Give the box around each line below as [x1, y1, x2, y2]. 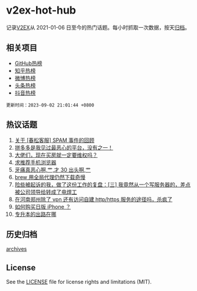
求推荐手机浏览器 [14, 159, 57, 166]
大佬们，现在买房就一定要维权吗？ [14, 151, 98, 159]
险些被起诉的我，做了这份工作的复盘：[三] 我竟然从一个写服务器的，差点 [14, 181, 191, 188]
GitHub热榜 [14, 60, 42, 67]
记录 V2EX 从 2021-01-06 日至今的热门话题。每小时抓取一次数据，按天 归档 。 [6, 24, 191, 31]
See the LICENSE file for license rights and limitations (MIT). [6, 279, 152, 286]
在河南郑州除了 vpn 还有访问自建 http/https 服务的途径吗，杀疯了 [14, 196, 173, 203]
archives [6, 245, 27, 253]
